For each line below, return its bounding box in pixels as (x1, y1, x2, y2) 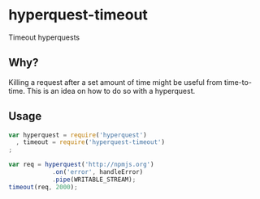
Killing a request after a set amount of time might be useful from (8, 77, 223, 87)
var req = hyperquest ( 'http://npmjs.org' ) (8, 160, 154, 169)
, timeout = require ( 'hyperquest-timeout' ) (15, 138, 165, 146)
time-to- (223, 77, 252, 87)
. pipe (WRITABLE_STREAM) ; (51, 176, 136, 184)
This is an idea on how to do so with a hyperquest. (27, 86, 196, 95)
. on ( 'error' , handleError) (51, 168, 144, 176)
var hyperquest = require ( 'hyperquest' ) (8, 131, 148, 139)
